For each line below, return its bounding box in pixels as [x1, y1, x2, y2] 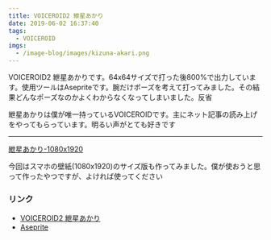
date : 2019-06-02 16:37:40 [8, 19, 99, 27]
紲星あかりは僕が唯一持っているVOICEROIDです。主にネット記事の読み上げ [8, 110, 258, 119]
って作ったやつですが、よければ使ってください [8, 172, 163, 181]
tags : [8, 27, 27, 35]
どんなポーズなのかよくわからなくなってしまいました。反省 [15, 93, 212, 101]
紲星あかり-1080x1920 [8, 144, 83, 154]
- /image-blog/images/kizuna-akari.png [15, 49, 150, 57]
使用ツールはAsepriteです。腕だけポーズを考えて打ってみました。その [21, 82, 253, 92]
